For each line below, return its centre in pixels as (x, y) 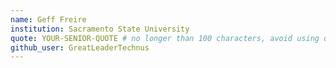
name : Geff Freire (48, 19)
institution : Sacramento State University (100, 29)
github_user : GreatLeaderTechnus (80, 47)
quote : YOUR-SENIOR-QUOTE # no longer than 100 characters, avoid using (165, 38)
